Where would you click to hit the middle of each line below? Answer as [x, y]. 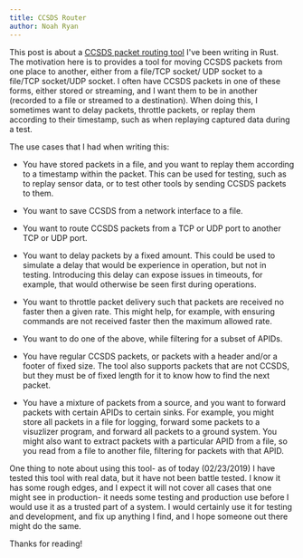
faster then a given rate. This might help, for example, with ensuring [149, 311]
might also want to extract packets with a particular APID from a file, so [155, 441]
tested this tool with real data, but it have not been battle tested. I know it [145, 477]
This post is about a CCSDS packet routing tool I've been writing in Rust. [144, 52]
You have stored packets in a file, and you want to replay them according [158, 164]
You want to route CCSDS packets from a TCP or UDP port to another [152, 228]
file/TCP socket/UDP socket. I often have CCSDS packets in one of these [145, 81]
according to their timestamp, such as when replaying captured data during [150, 120]
